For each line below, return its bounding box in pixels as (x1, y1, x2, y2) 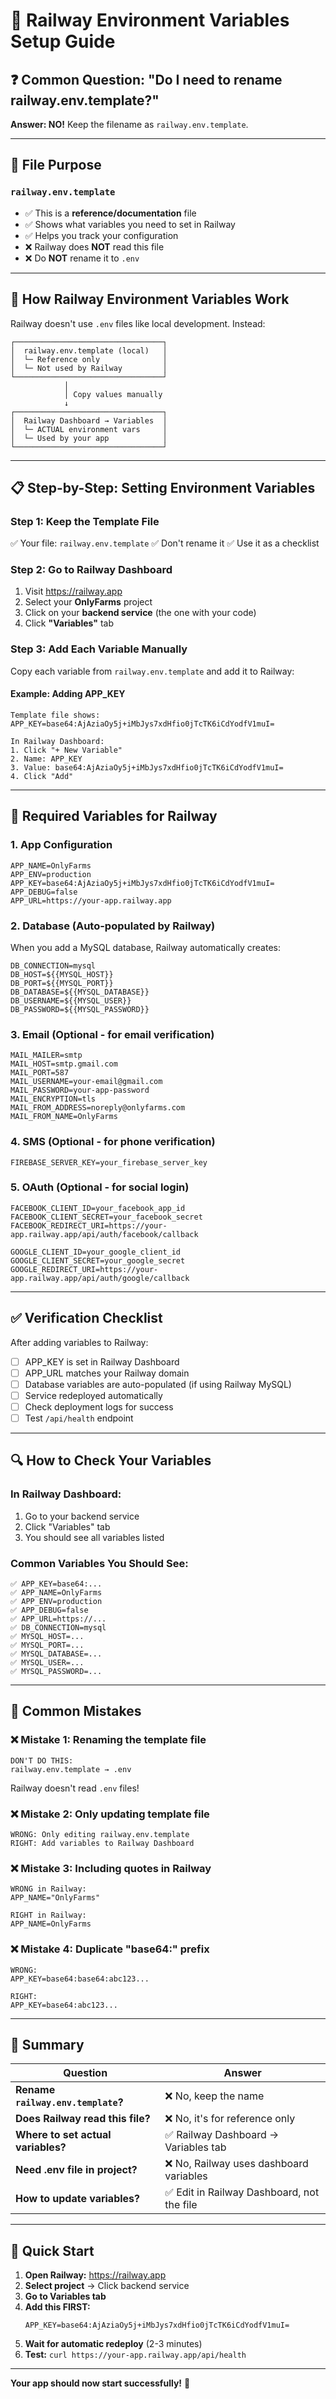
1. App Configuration (10, 838, 113, 852)
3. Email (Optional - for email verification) (10, 1027, 215, 1041)
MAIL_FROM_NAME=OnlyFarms (10, 1112, 118, 1122)
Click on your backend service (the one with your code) (24, 607, 257, 619)
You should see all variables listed (24, 1531, 165, 1543)
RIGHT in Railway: (10, 1910, 87, 1921)
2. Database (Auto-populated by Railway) (10, 919, 216, 933)
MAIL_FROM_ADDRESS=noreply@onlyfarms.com (10, 1103, 186, 1113)
